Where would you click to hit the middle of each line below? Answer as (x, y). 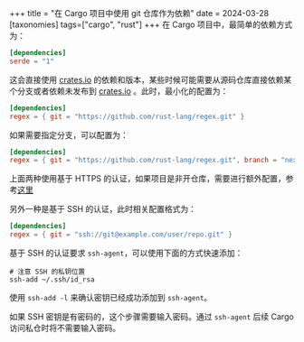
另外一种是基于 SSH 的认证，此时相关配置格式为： (103, 209)
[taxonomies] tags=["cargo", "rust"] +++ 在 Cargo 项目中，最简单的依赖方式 (151, 24)
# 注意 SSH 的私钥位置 (47, 272)
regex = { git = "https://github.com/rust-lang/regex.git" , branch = (143, 161)
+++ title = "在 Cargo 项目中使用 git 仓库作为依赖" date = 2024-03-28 (139, 13)
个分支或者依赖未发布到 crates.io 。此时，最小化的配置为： (119, 91)
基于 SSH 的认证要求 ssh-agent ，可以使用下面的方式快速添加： (126, 253)
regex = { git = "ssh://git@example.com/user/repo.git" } (121, 235)
